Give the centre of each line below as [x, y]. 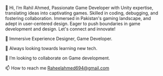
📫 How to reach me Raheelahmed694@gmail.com [57, 68]
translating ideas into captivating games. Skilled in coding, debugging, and [82, 13]
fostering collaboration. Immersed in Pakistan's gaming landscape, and [78, 18]
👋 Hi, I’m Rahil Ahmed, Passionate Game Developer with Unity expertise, [79, 8]
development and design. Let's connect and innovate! [60, 29]
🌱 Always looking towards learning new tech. [51, 48]
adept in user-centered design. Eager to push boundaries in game [73, 23]
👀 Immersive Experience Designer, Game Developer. [59, 38]
